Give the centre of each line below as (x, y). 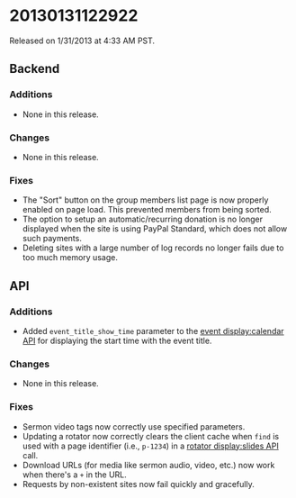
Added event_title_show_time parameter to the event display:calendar (153, 330)
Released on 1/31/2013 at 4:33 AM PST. (82, 41)
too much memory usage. (70, 258)
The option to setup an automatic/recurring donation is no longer (143, 219)
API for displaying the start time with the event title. (117, 340)
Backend (35, 69)
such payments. (52, 239)
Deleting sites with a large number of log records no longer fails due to (153, 248)
